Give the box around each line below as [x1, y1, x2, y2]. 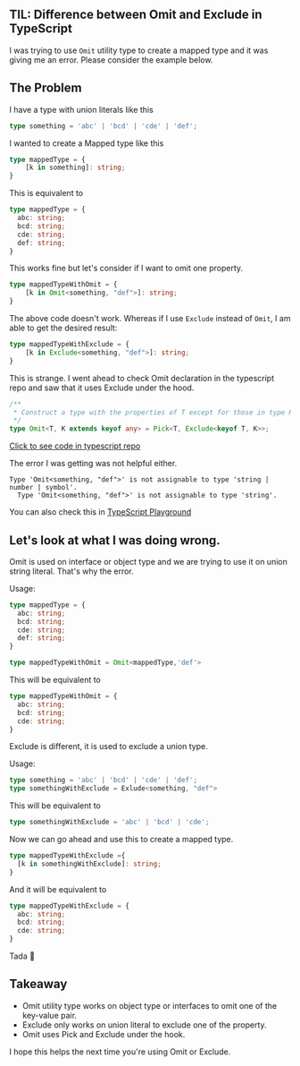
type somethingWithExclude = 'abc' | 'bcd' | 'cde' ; [9, 818, 210, 827]
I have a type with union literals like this [9, 104, 154, 115]
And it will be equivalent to [9, 883, 107, 894]
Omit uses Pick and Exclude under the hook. [21, 1028, 186, 1039]
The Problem [9, 81, 82, 96]
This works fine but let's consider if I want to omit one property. [9, 263, 244, 274]
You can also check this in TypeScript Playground [9, 507, 192, 517]
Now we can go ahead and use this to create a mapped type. [9, 834, 234, 845]
